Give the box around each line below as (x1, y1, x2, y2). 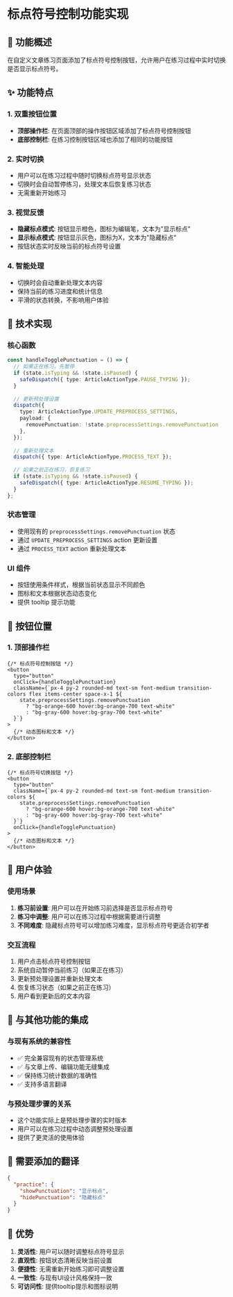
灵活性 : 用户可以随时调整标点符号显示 (17, 1247, 125, 1255)
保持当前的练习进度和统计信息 (17, 287, 103, 295)
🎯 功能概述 (7, 36, 52, 48)
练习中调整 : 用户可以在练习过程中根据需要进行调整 (17, 912, 161, 921)
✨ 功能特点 (7, 87, 54, 99)
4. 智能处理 (7, 261, 44, 271)
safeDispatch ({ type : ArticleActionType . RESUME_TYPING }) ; (19, 479, 194, 486)
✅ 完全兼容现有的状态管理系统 (17, 1053, 104, 1062)
